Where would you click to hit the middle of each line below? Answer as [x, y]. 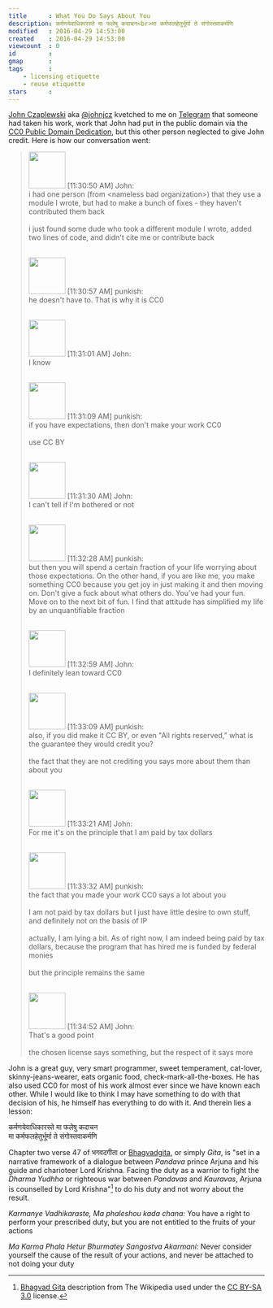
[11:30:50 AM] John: [101, 186]
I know [39, 363]
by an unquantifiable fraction [76, 611]
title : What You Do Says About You [80, 16]
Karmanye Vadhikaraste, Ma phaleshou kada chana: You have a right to [129, 1214]
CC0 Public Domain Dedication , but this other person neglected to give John [136, 132]
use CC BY [46, 442]
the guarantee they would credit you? [91, 744]
